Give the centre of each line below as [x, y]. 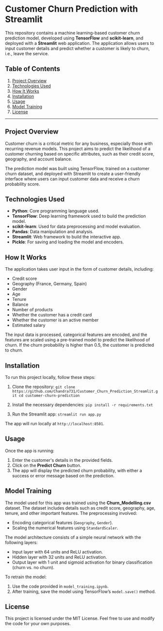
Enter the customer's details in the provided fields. [62, 460]
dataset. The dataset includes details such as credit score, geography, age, [80, 508]
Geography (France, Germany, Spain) [49, 284]
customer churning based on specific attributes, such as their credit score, [80, 154]
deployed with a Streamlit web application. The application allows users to [80, 43]
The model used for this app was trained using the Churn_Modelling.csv [78, 503]
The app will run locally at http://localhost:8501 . [55, 424]
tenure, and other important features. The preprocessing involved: [71, 513]
